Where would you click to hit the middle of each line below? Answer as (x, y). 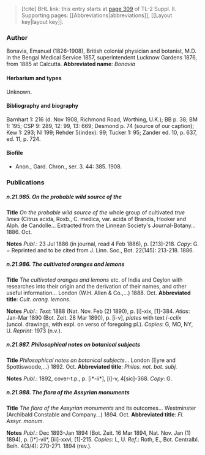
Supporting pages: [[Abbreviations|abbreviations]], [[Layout (97, 15)
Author (17, 37)
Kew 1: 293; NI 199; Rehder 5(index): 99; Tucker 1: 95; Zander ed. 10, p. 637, (102, 132)
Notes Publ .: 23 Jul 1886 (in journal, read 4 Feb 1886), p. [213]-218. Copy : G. (102, 244)
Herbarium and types (34, 78)
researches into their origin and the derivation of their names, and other (96, 286)
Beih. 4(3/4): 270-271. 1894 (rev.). (49, 446)
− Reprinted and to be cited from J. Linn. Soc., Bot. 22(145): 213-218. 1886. (100, 250)
